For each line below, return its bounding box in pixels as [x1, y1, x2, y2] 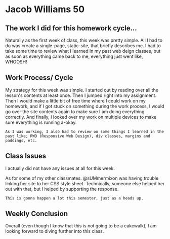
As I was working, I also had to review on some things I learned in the [5, 129, 164, 134]
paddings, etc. [5, 138, 37, 143]
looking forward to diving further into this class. [5, 228, 104, 234]
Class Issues [5, 152, 47, 160]
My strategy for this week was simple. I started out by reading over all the [5, 87, 158, 93]
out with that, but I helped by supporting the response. [5, 186, 119, 192]
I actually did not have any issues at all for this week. [5, 165, 115, 171]
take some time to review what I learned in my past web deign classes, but [5, 48, 161, 54]
